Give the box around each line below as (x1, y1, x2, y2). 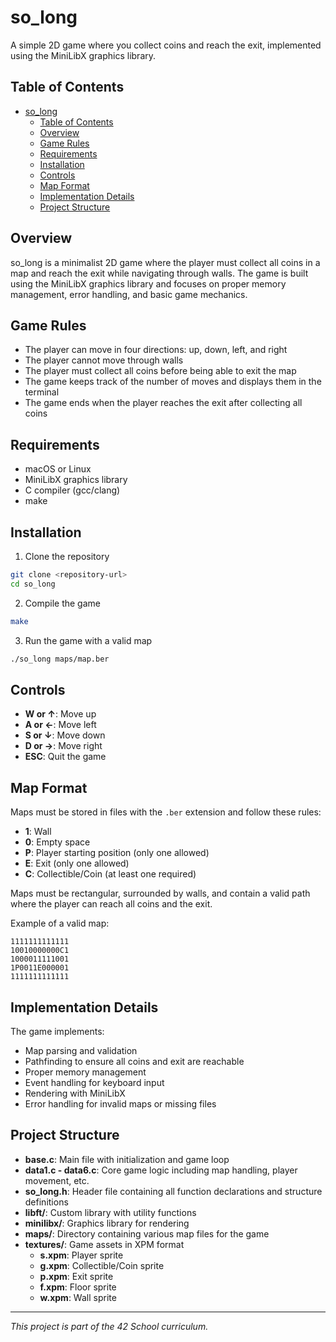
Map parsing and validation (24, 1044, 138, 1056)
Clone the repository (24, 551, 110, 562)
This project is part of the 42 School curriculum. (10, 1320, 209, 1332)
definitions (24, 1196, 69, 1208)
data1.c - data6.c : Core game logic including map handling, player (24, 1164, 298, 1176)
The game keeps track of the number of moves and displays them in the (24, 376, 322, 388)
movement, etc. (24, 1174, 90, 1186)
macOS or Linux (24, 463, 92, 475)
